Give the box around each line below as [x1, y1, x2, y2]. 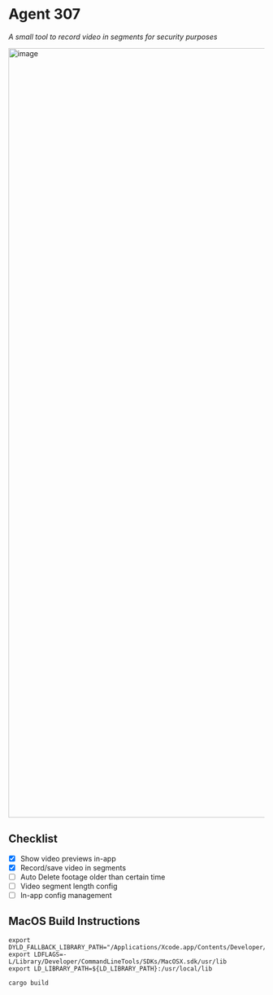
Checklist [8, 832, 58, 846]
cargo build [8, 979, 49, 987]
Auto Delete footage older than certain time [19, 872, 166, 882]
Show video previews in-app [19, 853, 116, 863]
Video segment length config [19, 881, 118, 891]
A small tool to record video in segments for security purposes [8, 32, 218, 42]
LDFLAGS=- [33, 950, 67, 958]
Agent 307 [8, 5, 81, 24]
